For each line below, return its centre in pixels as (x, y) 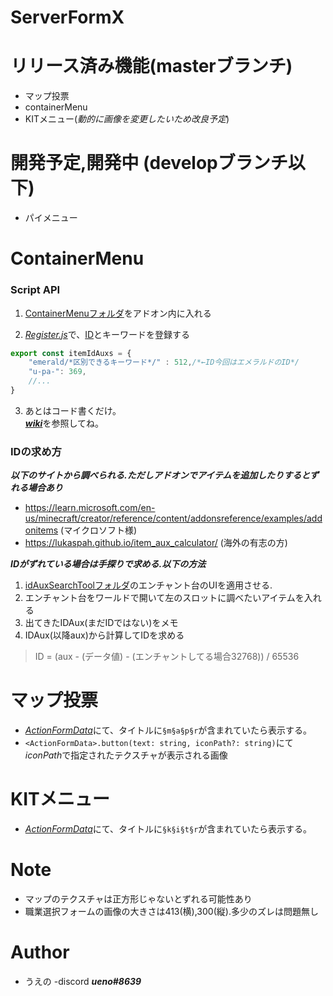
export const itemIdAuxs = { (71, 353)
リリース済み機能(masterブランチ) (151, 66)
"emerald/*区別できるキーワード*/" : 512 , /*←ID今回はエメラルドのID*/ (164, 362)
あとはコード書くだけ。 (73, 410)
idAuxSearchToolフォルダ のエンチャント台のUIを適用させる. (148, 585)
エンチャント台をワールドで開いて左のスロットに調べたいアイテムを (164, 598)
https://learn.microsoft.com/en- (90, 508)
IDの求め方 (36, 451)
